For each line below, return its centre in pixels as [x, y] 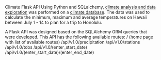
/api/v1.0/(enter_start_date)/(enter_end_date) [50, 52]
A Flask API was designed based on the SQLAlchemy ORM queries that [76, 32]
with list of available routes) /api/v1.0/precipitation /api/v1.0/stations [72, 42]
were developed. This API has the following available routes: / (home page [79, 37]
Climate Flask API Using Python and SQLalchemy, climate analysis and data [80, 7]
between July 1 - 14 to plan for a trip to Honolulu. [54, 22]
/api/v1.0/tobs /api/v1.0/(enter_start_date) [46, 47]
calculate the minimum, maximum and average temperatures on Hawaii [76, 17]
